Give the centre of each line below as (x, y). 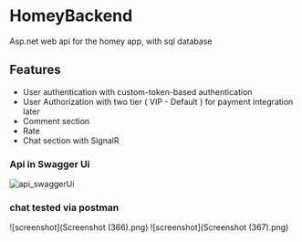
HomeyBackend (71, 16)
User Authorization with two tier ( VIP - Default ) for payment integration (158, 101)
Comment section (56, 121)
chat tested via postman (64, 207)
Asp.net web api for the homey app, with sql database (111, 41)
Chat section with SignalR (71, 140)
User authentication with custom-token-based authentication (137, 91)
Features (35, 70)
